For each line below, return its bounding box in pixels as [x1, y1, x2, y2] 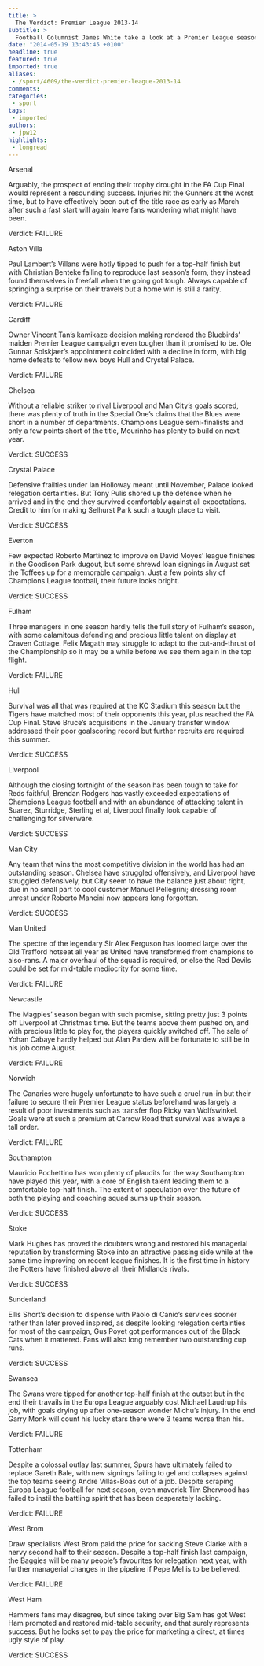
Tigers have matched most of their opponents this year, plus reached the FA [8, 709, 255, 719]
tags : [8, 107, 26, 115]
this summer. [8, 735, 50, 744]
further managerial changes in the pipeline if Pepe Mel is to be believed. [8, 1564, 241, 1574]
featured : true [8, 56, 58, 64]
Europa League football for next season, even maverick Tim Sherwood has [8, 1485, 250, 1494]
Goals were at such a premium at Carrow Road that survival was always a [8, 1114, 246, 1124]
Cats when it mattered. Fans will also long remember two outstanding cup [8, 1335, 247, 1345]
